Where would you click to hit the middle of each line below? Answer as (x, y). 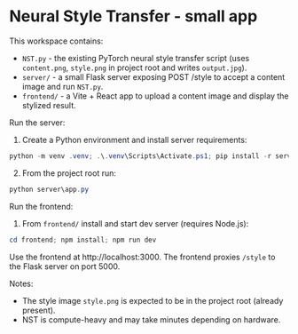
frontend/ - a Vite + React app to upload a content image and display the (155, 96)
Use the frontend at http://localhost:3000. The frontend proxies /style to (142, 257)
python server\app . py (49, 189)
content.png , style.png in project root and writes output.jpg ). (134, 68)
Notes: (21, 283)
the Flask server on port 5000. (65, 266)
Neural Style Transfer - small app (133, 16)
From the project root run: (69, 173)
